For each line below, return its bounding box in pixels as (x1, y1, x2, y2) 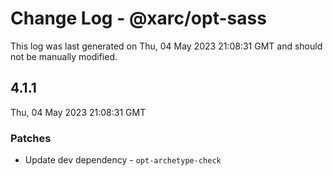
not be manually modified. (10, 50, 118, 62)
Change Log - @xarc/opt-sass (10, 7, 267, 30)
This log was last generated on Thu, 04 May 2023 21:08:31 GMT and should (10, 40, 323, 52)
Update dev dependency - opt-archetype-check (24, 154, 222, 166)
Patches (10, 131, 52, 145)
